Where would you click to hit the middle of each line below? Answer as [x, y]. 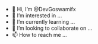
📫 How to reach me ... [39, 35]
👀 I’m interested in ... [37, 15]
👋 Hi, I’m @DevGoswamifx [44, 9]
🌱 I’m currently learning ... [43, 22]
